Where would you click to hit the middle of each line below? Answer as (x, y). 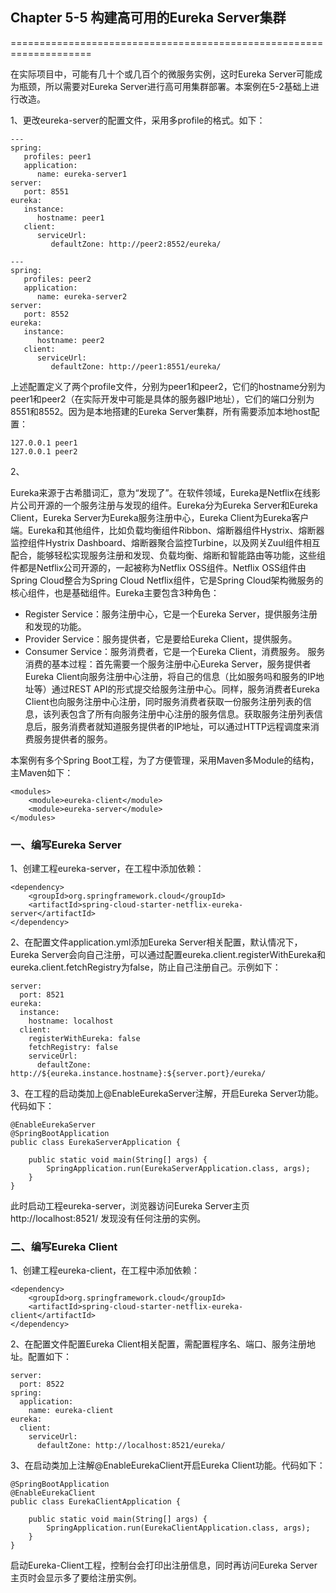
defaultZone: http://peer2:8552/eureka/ (136, 244)
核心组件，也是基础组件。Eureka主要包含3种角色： (115, 592)
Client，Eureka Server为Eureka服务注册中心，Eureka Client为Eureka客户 (160, 517)
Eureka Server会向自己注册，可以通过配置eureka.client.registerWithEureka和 (168, 955)
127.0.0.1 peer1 (44, 443)
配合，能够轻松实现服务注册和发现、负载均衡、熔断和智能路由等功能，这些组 (168, 555)
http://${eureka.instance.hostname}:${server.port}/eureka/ (138, 1074)
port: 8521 (42, 995)
